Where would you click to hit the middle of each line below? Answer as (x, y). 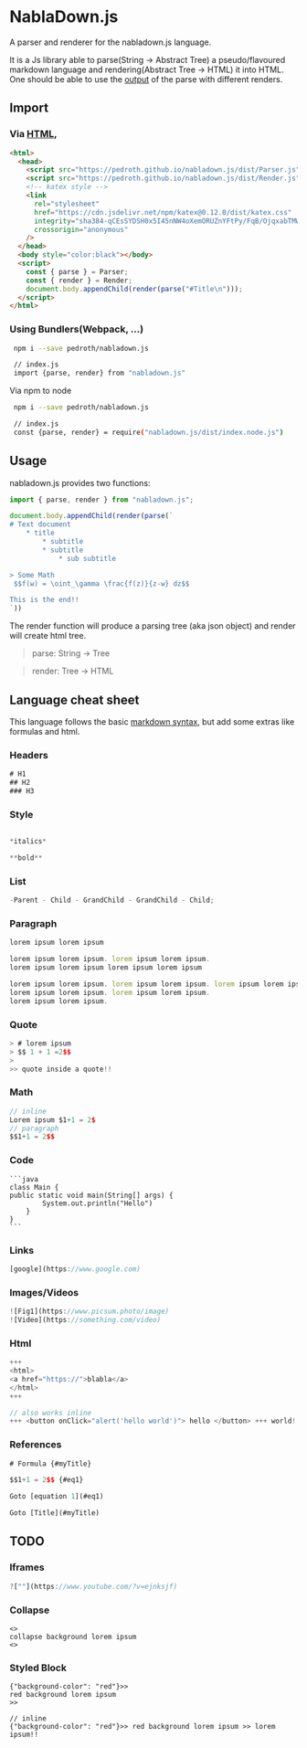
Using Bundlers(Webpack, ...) (77, 329)
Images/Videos (44, 1292)
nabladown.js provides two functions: (80, 482)
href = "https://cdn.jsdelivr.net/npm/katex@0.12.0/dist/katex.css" (163, 212)
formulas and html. (45, 732)
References (36, 1445)
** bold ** (26, 858)
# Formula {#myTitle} (51, 1464)
